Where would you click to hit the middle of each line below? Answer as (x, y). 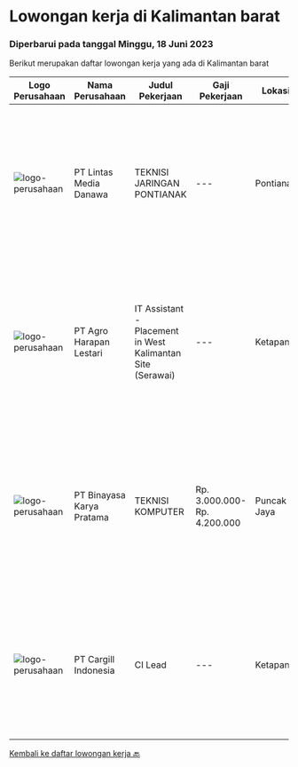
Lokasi (276, 91)
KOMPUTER (159, 512)
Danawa (91, 194)
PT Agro (91, 331)
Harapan (92, 342)
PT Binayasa (100, 495)
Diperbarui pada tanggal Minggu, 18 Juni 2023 (111, 44)
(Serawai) (155, 376)
